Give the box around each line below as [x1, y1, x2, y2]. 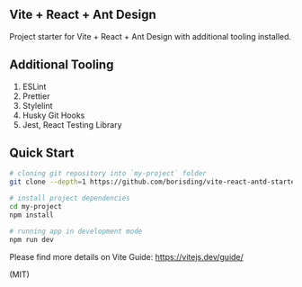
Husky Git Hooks [22, 110, 85, 121]
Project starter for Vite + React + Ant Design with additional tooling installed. [9, 31, 292, 41]
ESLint [22, 81, 47, 92]
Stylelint [22, 100, 53, 111]
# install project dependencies [9, 193, 130, 203]
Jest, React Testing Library [22, 119, 122, 130]
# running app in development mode [9, 227, 143, 236]
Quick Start [9, 146, 75, 161]
